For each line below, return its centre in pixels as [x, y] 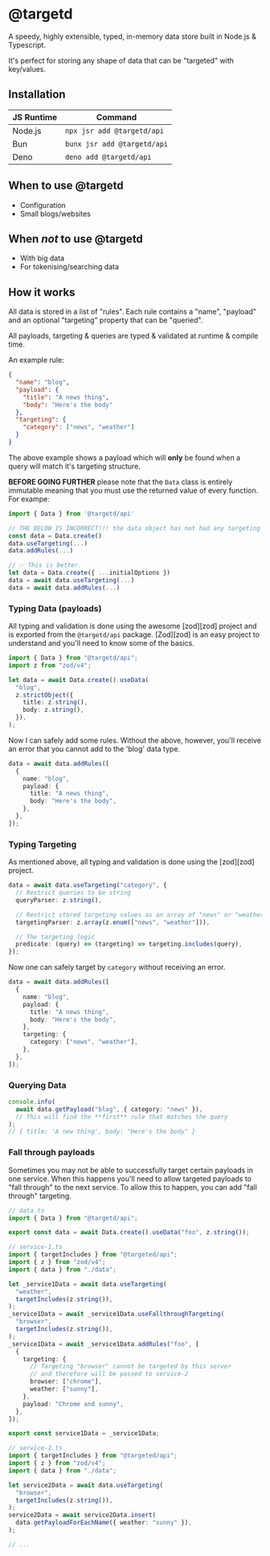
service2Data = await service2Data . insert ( [82, 1515]
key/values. [27, 69]
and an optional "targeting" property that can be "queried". [106, 320]
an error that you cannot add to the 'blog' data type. [94, 749]
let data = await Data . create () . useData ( [79, 680]
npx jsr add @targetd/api [115, 131]
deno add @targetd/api [108, 157]
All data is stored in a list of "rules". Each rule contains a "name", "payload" [133, 312]
